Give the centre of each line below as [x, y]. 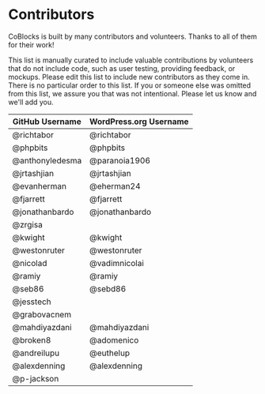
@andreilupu [36, 353]
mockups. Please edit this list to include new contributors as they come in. [129, 77]
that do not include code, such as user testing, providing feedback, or [122, 68]
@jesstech [32, 302]
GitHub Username [47, 122]
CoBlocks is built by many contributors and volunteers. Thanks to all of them [132, 36]
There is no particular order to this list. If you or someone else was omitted [130, 85]
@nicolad [30, 263]
